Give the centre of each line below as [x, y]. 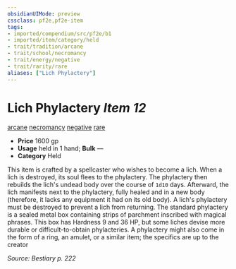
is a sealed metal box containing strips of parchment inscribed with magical [117, 215]
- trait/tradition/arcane [45, 47]
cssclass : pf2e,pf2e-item [45, 20]
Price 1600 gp [38, 141]
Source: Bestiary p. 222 [42, 258]
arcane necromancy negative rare [56, 127]
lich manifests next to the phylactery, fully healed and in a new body [106, 192]
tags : [15, 27]
